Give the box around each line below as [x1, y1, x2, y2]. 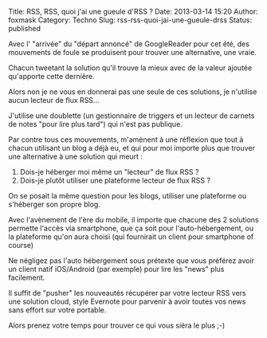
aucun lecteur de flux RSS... [8, 96, 100, 104]
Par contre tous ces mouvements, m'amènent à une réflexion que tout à [8, 135, 244, 144]
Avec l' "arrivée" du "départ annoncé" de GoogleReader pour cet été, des [8, 39, 249, 49]
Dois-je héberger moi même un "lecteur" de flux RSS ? [19, 167, 199, 176]
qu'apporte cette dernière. [8, 72, 96, 81]
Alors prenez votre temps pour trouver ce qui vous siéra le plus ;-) [8, 320, 226, 330]
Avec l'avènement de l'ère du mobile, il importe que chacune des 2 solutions [8, 215, 259, 224]
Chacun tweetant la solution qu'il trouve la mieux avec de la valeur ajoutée [8, 63, 253, 73]
